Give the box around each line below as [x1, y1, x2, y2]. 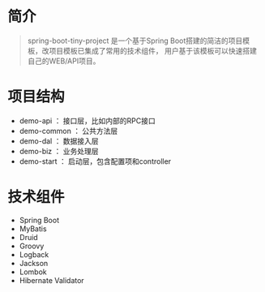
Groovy [19, 241, 45, 251]
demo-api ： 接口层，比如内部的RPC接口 [19, 115, 156, 126]
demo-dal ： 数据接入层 [19, 135, 99, 146]
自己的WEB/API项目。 [27, 56, 100, 66]
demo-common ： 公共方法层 [19, 126, 118, 135]
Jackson [19, 258, 49, 268]
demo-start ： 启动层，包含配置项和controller [19, 156, 172, 166]
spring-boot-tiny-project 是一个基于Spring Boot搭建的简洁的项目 [27, 36, 243, 45]
